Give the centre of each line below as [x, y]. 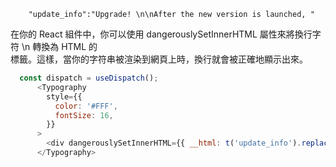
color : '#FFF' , [86, 106]
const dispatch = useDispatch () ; [89, 78]
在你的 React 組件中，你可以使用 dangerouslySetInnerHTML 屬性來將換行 [161, 34]
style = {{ [64, 96]
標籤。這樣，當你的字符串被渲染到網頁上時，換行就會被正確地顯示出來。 [159, 59]
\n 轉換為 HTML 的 [59, 46]
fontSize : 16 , [84, 115]
